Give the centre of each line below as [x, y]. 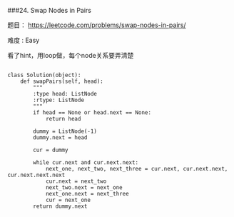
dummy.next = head [60, 138]
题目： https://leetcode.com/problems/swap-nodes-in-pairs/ [97, 25]
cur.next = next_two [76, 181]
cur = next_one [68, 200]
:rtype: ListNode [58, 100]
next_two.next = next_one [84, 188]
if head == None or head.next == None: [92, 113]
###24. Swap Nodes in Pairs [49, 10]
